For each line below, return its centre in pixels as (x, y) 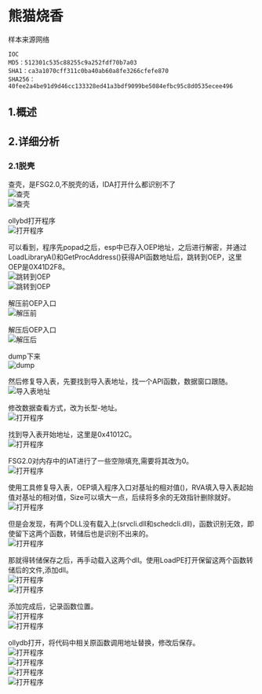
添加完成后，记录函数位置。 (53, 607)
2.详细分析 (34, 141)
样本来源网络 (29, 39)
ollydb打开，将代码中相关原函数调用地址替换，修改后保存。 (104, 643)
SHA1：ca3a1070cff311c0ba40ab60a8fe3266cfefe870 (88, 71)
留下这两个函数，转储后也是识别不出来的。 (84, 534)
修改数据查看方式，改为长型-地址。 (65, 408)
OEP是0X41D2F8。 (38, 267)
